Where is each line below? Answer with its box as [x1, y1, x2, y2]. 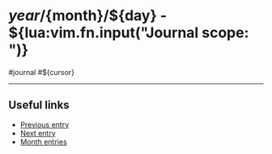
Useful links [8, 98, 70, 112]
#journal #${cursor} [8, 67, 75, 77]
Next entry [19, 128, 56, 138]
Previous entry [19, 119, 70, 129]
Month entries [19, 136, 67, 147]
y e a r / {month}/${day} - [8, 6, 168, 25]
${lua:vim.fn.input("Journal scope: [8, 23, 249, 42]
